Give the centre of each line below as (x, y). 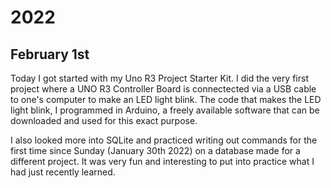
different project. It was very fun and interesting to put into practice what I (162, 161)
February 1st (50, 54)
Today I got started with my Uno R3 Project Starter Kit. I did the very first (159, 78)
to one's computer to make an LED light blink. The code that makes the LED (166, 99)
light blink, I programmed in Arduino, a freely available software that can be (165, 110)
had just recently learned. (63, 172)
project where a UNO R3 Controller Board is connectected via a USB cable (163, 89)
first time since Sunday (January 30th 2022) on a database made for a (155, 150)
